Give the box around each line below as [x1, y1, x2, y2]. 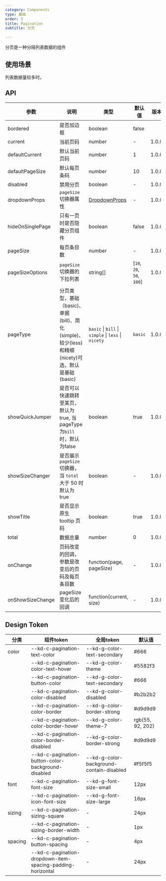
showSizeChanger [7, 472, 50, 479]
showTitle [7, 513, 31, 520]
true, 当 [59, 414, 77, 421]
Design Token [5, 621, 48, 629]
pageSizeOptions [7, 269, 48, 276]
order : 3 [5, 16, 23, 21]
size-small [86, 784, 111, 791]
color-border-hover [31, 722, 78, 729]
